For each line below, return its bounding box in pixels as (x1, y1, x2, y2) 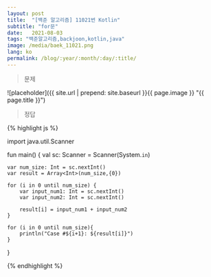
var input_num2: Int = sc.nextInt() (19, 194, 125, 201)
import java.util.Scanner (7, 137, 74, 145)
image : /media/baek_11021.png (7, 42, 94, 49)
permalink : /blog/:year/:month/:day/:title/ (7, 55, 137, 62)
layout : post (7, 10, 45, 17)
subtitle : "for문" (7, 23, 58, 30)
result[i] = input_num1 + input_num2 (19, 206, 128, 213)
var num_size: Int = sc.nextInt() (7, 163, 107, 171)
